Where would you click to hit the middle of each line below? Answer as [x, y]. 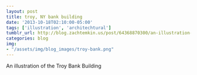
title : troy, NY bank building [44, 17]
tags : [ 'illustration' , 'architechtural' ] [59, 28]
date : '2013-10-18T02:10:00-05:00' [50, 22]
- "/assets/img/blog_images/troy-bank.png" [60, 49]
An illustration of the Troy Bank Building [54, 66]
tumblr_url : [21, 33]
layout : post [22, 11]
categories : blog [27, 38]
